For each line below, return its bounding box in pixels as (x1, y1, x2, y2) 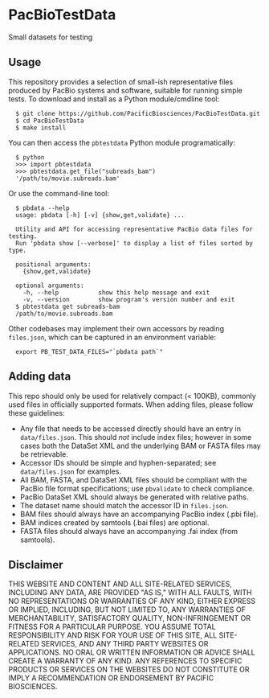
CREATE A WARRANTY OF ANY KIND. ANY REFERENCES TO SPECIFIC (8, 656, 243, 666)
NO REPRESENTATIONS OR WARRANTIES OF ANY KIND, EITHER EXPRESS (8, 597, 255, 606)
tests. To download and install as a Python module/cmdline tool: (8, 94, 219, 104)
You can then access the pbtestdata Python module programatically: (8, 138, 235, 147)
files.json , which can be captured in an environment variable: (8, 332, 217, 342)
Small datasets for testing (8, 32, 93, 42)
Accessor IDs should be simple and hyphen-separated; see (19, 458, 217, 467)
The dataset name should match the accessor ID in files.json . (19, 500, 229, 510)
